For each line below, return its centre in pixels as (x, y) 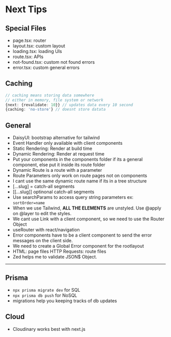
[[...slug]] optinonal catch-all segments (53, 192)
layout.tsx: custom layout (39, 46)
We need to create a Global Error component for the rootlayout (78, 246)
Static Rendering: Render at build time (52, 148)
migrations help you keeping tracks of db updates (65, 301)
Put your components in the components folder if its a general (78, 160)
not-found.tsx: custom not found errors (54, 62)
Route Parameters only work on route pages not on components (80, 176)
